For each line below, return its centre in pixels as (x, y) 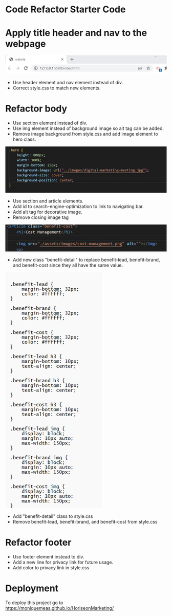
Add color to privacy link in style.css (51, 568)
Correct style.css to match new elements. (57, 88)
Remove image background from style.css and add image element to (85, 134)
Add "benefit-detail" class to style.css (53, 516)
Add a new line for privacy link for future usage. (63, 562)
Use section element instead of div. (50, 123)
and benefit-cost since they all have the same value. (68, 265)
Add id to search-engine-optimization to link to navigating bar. (78, 207)
